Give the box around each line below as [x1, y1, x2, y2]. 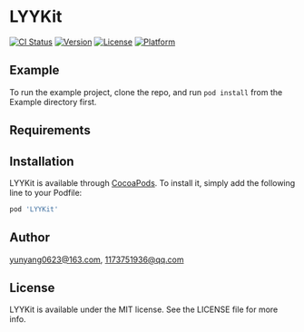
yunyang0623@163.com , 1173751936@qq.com [9, 254, 184, 265]
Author [9, 229, 50, 246]
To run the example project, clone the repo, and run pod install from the [9, 86, 283, 97]
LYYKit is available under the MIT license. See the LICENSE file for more [9, 304, 279, 315]
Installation [9, 153, 74, 169]
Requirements [9, 122, 91, 138]
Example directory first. [9, 96, 97, 107]
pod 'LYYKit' [9, 204, 59, 214]
